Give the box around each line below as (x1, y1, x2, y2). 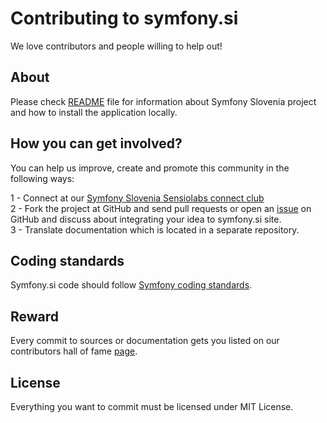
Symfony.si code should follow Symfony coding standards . (10, 279, 253, 291)
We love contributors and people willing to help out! (10, 40, 223, 52)
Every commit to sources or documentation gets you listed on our (10, 335, 280, 347)
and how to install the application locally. (10, 106, 178, 118)
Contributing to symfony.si (10, 7, 239, 30)
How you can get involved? (10, 135, 183, 152)
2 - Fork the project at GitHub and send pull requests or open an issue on (10, 202, 312, 214)
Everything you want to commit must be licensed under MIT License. (10, 401, 294, 412)
